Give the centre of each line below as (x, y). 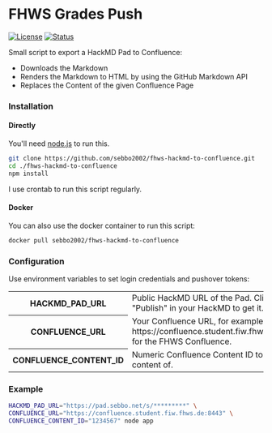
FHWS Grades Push (76, 14)
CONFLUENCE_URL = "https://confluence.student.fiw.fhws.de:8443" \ (121, 414)
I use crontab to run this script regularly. (75, 189)
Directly (22, 126)
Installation (31, 106)
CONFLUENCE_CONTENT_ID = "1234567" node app (81, 421)
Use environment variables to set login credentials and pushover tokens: (129, 279)
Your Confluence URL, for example (198, 321)
